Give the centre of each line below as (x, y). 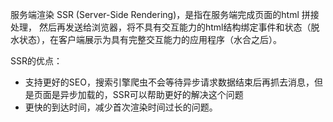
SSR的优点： (36, 61)
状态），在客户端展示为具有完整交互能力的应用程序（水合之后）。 (150, 39)
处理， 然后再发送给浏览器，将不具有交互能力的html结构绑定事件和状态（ (161, 27)
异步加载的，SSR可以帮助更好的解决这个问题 (151, 94)
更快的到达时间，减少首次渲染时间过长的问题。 (121, 107)
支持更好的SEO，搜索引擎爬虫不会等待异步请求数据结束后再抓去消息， (169, 82)
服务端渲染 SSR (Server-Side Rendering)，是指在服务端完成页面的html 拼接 (165, 14)
